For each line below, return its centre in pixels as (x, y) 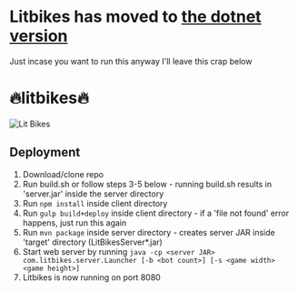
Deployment (45, 152)
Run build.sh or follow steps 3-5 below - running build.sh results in (147, 184)
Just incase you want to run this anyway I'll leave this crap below (131, 61)
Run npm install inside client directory (95, 203)
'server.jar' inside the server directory (93, 194)
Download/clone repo (63, 174)
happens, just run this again (74, 222)
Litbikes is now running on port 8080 (91, 277)
